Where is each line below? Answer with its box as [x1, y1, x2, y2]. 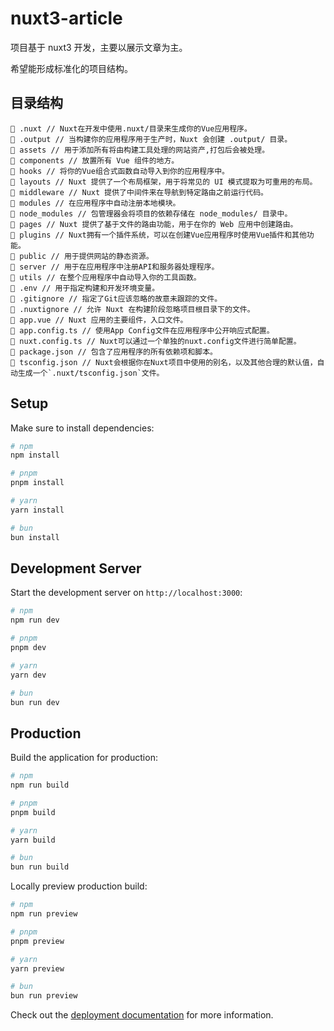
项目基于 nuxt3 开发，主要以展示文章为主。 [10, 41, 188, 53]
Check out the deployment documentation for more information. [10, 1009, 274, 1021]
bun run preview [10, 991, 78, 1001]
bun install [10, 532, 60, 542]
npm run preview [10, 909, 78, 919]
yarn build [10, 835, 56, 845]
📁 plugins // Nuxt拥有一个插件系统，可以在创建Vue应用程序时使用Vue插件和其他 [10, 230, 307, 240]
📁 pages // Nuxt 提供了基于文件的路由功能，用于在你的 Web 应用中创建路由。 [10, 219, 298, 229]
